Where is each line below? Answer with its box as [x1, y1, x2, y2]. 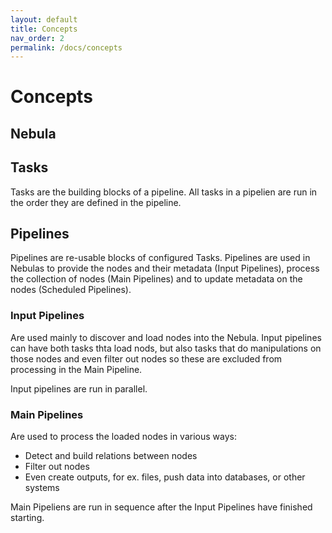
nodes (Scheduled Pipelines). [10, 284, 132, 296]
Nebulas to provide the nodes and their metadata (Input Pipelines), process [10, 262, 320, 275]
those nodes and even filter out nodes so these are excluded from [10, 352, 283, 365]
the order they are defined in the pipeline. [10, 196, 182, 208]
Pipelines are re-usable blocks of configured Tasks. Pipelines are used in [10, 252, 311, 264]
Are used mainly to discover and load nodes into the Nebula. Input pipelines [10, 331, 322, 343]
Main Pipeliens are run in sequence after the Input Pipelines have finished [10, 501, 313, 513]
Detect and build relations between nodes [24, 450, 198, 462]
